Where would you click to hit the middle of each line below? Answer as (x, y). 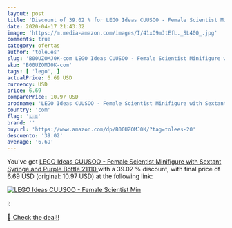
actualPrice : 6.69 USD (40, 78)
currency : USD (28, 84)
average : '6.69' (30, 142)
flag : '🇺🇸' (24, 116)
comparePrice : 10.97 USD (43, 97)
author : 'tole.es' (33, 53)
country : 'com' (29, 110)
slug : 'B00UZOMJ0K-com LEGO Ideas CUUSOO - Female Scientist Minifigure (114, 59)
